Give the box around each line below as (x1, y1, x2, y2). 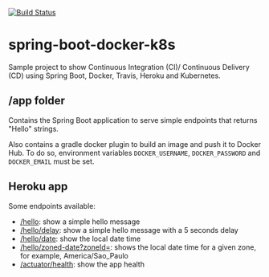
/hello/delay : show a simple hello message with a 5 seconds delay (19, 225, 238, 234)
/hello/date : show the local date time (19, 234, 141, 243)
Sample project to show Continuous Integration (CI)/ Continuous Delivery (8, 62, 251, 71)
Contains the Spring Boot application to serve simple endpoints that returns (8, 115, 258, 124)
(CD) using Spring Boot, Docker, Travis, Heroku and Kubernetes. (8, 71, 221, 80)
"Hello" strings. (8, 124, 59, 133)
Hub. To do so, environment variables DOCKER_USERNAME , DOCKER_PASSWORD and (8, 148, 261, 157)
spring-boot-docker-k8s (8, 36, 176, 54)
